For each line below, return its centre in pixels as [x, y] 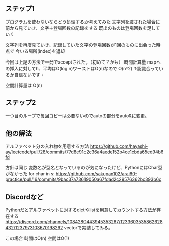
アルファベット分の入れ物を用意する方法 [47, 146]
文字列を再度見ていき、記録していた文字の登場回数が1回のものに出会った [81, 45]
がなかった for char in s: [30, 174]
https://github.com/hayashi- [119, 146]
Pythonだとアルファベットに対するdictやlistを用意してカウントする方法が [81, 210]
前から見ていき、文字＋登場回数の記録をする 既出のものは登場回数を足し [80, 28]
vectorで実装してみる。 [89, 228]
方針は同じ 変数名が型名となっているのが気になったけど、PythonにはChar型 [84, 168]
